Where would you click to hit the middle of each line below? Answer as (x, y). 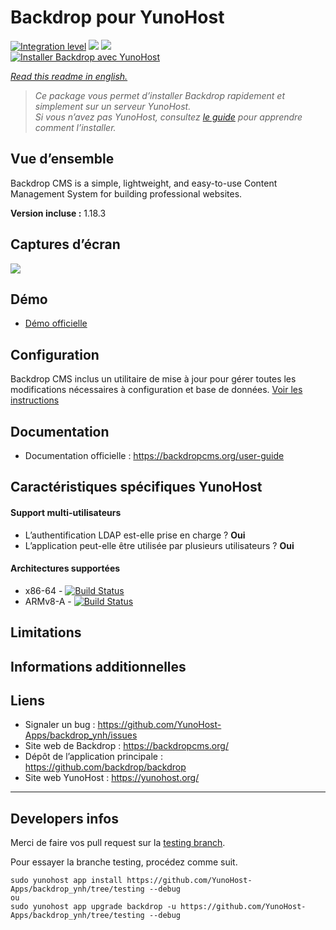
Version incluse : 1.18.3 (58, 213)
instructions (35, 400)
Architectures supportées (65, 568)
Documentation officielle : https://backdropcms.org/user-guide (154, 455)
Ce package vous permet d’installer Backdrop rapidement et (159, 95)
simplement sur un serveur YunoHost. (113, 106)
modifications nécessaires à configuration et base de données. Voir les (156, 390)
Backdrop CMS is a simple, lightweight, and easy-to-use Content (144, 183)
